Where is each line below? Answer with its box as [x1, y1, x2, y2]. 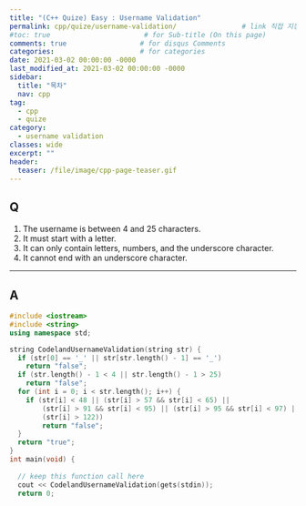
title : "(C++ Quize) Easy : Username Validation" [9, 13, 202, 23]
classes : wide [9, 140, 64, 149]
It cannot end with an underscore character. [22, 252, 189, 264]
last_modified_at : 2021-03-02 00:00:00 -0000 [9, 65, 185, 74]
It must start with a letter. [22, 233, 117, 244]
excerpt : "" [9, 148, 55, 157]
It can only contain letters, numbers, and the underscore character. [22, 243, 275, 254]
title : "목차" [17, 81, 67, 90]
